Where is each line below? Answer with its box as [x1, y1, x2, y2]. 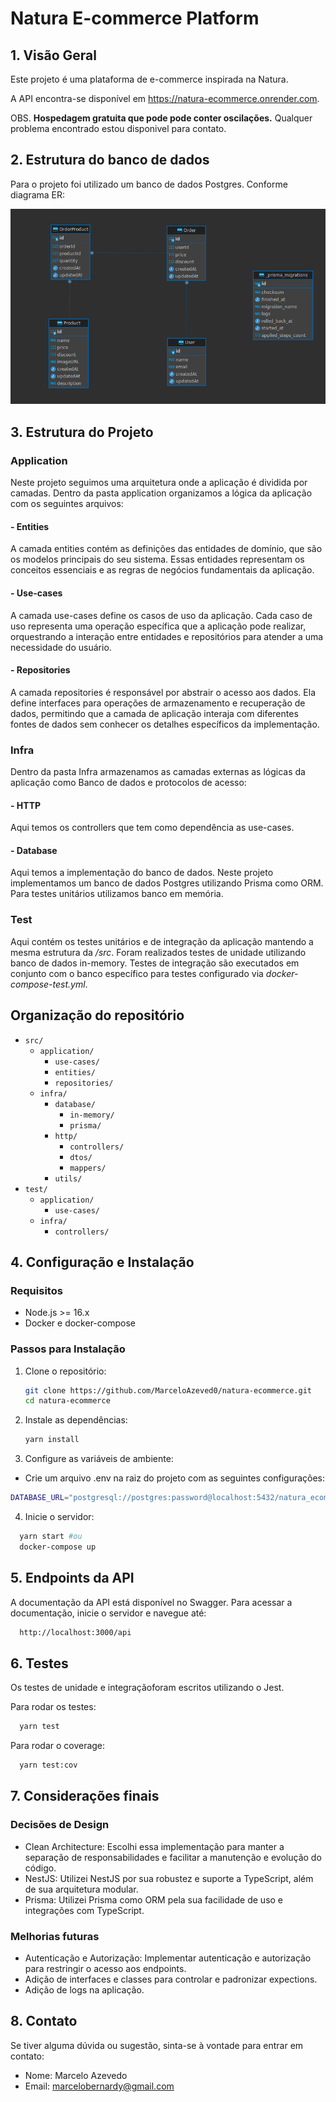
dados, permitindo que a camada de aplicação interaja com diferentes [10, 707, 299, 719]
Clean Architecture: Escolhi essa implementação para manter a [24, 1840, 285, 1852]
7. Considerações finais [10, 1788, 160, 1805]
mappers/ [69, 1163, 107, 1173]
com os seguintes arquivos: [10, 498, 124, 510]
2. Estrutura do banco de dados [10, 152, 210, 169]
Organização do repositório [10, 1007, 185, 1024]
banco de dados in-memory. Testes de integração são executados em [10, 957, 300, 969]
